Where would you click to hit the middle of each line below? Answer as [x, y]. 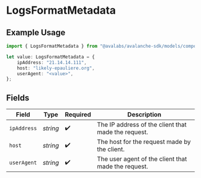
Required [78, 115]
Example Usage [36, 33]
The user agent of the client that [142, 159]
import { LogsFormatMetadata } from [52, 46]
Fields [18, 98]
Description [144, 115]
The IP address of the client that [141, 125]
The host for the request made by [144, 142]
